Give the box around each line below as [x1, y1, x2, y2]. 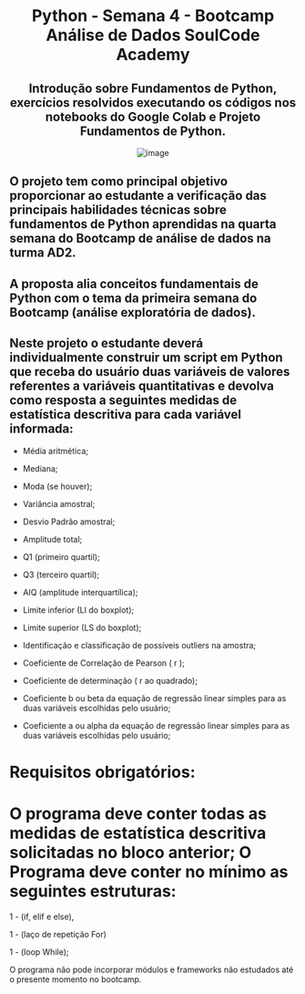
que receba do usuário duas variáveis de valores [9, 364, 290, 379]
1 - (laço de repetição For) [9, 928, 107, 939]
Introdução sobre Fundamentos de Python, [28, 80, 278, 96]
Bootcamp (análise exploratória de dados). [9, 305, 257, 320]
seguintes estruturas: [9, 881, 177, 901]
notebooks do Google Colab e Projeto [45, 109, 261, 124]
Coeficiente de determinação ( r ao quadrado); [22, 675, 198, 686]
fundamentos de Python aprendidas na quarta [9, 216, 277, 233]
